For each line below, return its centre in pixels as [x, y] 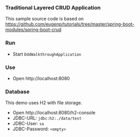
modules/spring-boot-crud [33, 30]
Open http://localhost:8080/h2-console [54, 113]
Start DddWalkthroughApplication [47, 54]
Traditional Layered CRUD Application [53, 8]
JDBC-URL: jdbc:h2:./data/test [47, 118]
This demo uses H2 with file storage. [44, 103]
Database [17, 92]
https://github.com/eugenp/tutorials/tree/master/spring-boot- [70, 24]
